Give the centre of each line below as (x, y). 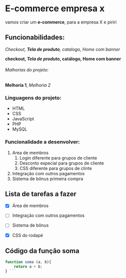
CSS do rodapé (27, 235)
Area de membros (30, 153)
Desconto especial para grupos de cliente (62, 163)
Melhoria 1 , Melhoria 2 (28, 85)
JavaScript (23, 119)
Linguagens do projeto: (33, 97)
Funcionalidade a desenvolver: (42, 142)
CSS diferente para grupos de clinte (56, 168)
